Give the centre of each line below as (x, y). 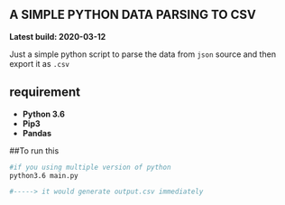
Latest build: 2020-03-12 (58, 36)
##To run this (34, 150)
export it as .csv (40, 63)
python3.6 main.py (44, 175)
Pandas (37, 133)
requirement (45, 93)
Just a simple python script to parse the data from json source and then (143, 54)
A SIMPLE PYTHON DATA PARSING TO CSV (133, 15)
